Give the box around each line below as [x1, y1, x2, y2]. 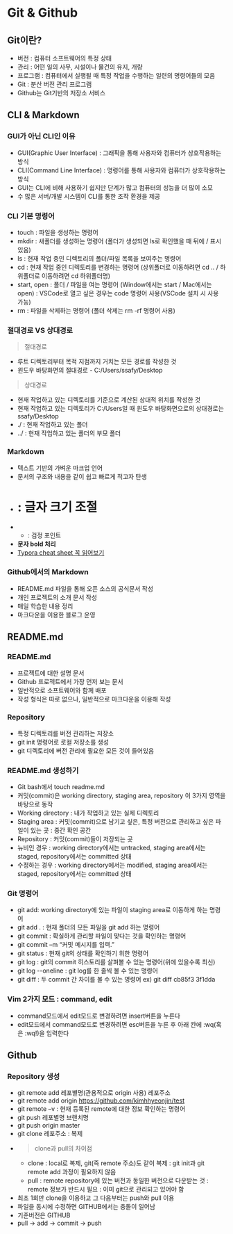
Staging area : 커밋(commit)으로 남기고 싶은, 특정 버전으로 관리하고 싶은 [17, 818, 214, 826]
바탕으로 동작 [17, 800, 53, 809]
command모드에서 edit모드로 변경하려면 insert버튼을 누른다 [17, 1012, 180, 1020]
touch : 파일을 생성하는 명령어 [17, 228, 98, 236]
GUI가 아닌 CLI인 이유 [7, 131, 76, 141]
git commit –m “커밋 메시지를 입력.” [17, 941, 114, 949]
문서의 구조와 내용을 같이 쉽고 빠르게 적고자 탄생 [17, 472, 147, 480]
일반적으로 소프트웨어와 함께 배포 [17, 686, 107, 695]
